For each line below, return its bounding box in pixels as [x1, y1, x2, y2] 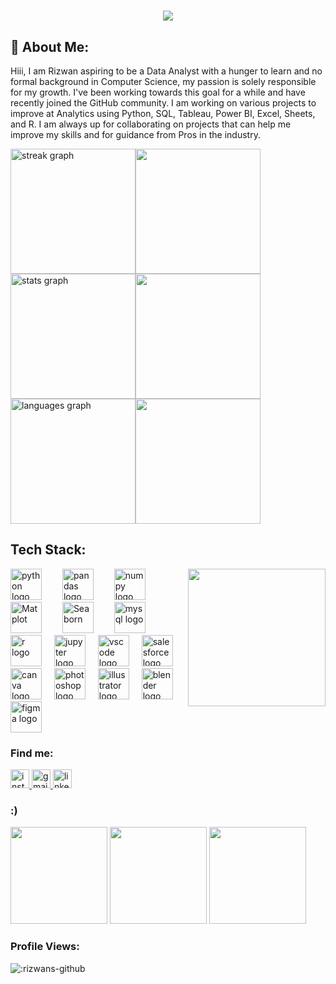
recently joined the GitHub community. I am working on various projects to [10, 97, 317, 109]
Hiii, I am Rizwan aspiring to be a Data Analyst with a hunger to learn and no [10, 65, 323, 77]
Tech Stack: [10, 541, 87, 559]
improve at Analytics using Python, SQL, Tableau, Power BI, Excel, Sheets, [10, 108, 316, 119]
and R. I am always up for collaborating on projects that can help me [10, 118, 292, 130]
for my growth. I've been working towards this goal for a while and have [10, 86, 306, 98]
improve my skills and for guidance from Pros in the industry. [10, 129, 261, 140]
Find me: [10, 746, 54, 760]
